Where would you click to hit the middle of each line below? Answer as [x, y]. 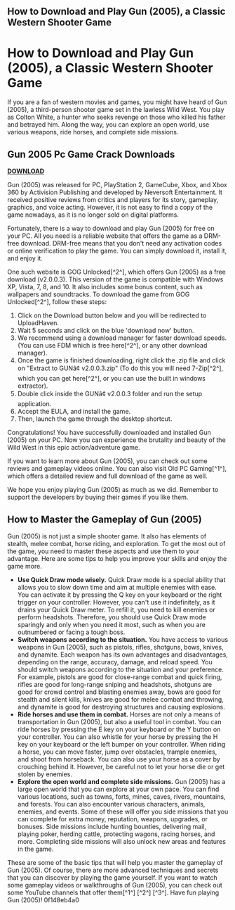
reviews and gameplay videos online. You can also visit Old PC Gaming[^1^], [117, 469]
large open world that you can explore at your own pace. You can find [118, 789]
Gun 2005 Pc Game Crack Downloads [91, 154]
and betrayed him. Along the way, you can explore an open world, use [108, 125]
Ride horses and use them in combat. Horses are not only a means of [119, 714]
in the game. [35, 849]
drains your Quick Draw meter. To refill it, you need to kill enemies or [116, 609]
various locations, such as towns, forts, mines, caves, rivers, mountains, [121, 796]
